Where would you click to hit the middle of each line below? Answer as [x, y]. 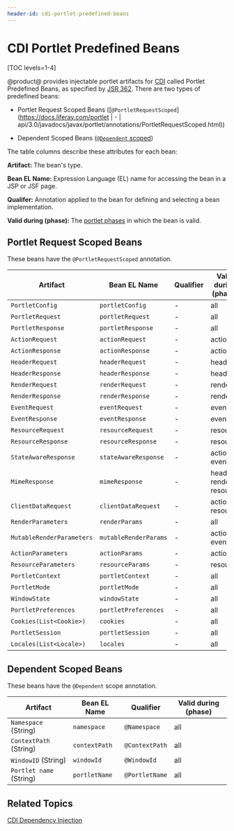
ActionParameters [39, 553]
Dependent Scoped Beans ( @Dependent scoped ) [85, 138]
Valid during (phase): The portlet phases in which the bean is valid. [104, 220]
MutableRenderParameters [52, 538]
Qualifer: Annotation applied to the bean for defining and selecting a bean [114, 199]
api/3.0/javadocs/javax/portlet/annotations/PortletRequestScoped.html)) [121, 124]
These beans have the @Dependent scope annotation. [82, 686]
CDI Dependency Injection [45, 820]
